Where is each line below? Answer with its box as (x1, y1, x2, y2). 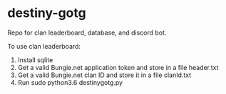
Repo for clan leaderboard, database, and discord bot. (7, 28, 167, 37)
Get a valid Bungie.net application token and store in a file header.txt (17, 63, 219, 71)
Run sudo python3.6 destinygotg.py (17, 78, 123, 86)
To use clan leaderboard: (7, 42, 81, 50)
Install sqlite (17, 55, 53, 64)
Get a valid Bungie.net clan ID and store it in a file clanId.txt (17, 71, 192, 79)
